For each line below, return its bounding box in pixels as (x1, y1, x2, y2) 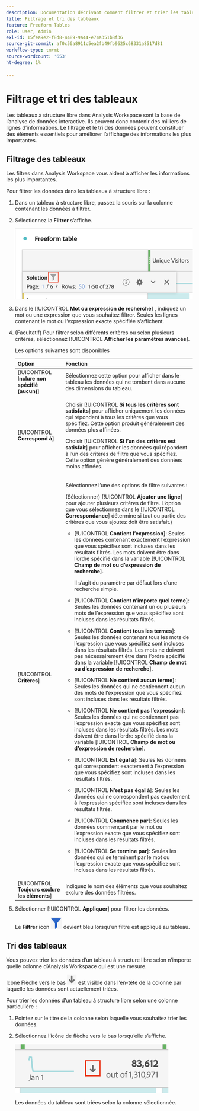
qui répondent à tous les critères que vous (65, 414, 168, 421)
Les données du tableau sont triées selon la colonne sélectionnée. (14, 1099, 176, 1106)
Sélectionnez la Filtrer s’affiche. (14, 217, 93, 224)
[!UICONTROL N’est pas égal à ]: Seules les (73, 786, 180, 794)
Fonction (65, 360, 88, 367)
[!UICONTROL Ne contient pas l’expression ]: (73, 707, 185, 714)
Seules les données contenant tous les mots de (73, 633, 190, 640)
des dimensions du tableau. (65, 384, 133, 391)
